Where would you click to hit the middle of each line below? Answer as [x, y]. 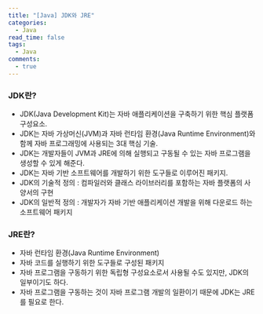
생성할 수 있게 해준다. [52, 163]
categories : [27, 23]
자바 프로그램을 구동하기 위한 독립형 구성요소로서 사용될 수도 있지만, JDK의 [134, 272]
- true [26, 67]
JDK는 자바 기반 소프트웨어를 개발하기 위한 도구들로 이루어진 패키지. [124, 173]
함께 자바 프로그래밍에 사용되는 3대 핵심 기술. [89, 144]
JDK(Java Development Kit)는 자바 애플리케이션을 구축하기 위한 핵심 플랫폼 [136, 114]
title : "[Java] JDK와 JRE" [51, 15]
